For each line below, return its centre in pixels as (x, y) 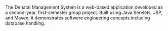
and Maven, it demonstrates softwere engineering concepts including (78, 18)
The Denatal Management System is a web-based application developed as (84, 7)
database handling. (25, 23)
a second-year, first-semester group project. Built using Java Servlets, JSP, (84, 12)
